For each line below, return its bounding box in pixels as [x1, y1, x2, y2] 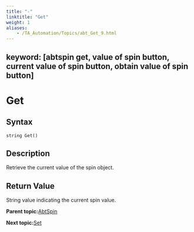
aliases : [6, 25, 28, 31]
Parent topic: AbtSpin [6, 208, 58, 215]
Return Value [6, 181, 55, 191]
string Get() [6, 132, 38, 138]
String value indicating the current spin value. [6, 197, 116, 204]
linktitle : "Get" [6, 14, 49, 20]
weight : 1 [6, 19, 31, 25]
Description [6, 148, 50, 158]
